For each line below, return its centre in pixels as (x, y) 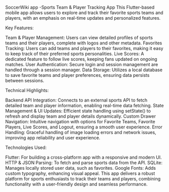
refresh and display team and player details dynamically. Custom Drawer (81, 116)
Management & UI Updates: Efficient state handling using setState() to (78, 111)
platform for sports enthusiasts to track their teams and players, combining (83, 179)
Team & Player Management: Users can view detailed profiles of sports (79, 38)
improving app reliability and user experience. (53, 138)
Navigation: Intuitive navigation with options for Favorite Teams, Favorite (80, 122)
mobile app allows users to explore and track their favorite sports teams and (84, 13)
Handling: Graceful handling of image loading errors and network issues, (81, 132)
